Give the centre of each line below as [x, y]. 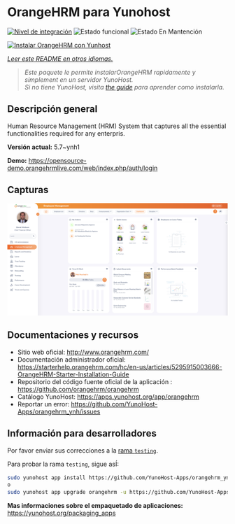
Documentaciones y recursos [73, 335]
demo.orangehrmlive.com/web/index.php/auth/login [83, 168]
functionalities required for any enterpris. [66, 133]
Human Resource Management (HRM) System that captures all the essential [117, 126]
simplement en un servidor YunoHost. [79, 79]
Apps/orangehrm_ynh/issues [59, 411]
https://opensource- [58, 160]
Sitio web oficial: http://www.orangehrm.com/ [83, 352]
